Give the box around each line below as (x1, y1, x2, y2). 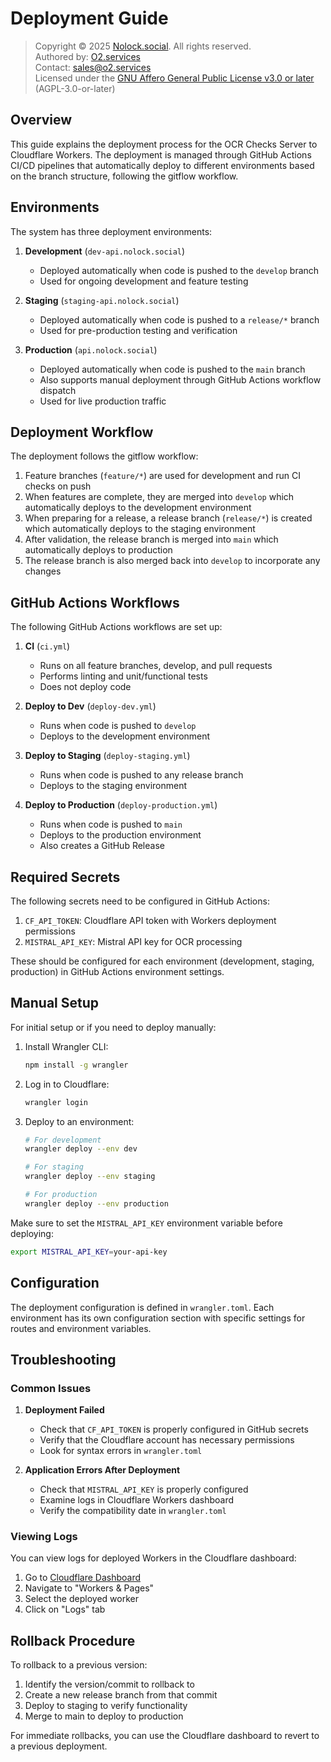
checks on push (24, 480, 92, 492)
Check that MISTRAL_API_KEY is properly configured (39, 1483, 249, 1496)
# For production (24, 1190, 98, 1200)
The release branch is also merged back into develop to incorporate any (24, 555, 321, 567)
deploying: (10, 1227, 54, 1239)
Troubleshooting (10, 1351, 117, 1368)
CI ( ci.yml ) (24, 640, 71, 652)
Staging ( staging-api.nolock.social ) (24, 294, 180, 306)
